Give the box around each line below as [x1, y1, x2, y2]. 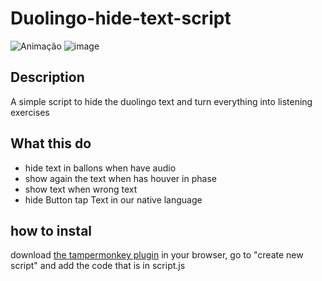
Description [10, 69, 85, 86]
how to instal [10, 222, 93, 239]
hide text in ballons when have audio [24, 162, 177, 174]
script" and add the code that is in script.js [10, 260, 186, 272]
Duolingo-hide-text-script [10, 7, 232, 30]
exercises [10, 106, 50, 118]
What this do [10, 135, 92, 152]
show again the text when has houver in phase [24, 172, 217, 184]
